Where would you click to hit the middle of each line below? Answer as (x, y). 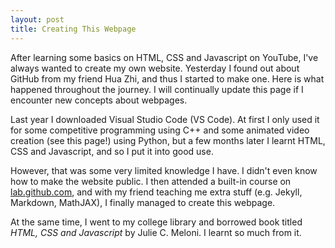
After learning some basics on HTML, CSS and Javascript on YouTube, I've (164, 57)
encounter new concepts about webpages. (99, 100)
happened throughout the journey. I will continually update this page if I (157, 89)
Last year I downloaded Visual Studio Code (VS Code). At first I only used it (165, 119)
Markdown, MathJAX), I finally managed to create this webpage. (143, 202)
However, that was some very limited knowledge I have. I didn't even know (164, 170)
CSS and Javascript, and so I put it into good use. (112, 151)
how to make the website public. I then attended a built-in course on (151, 181)
